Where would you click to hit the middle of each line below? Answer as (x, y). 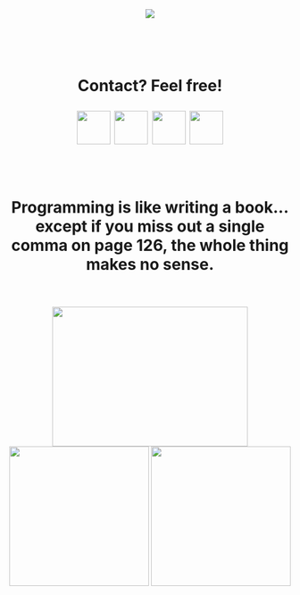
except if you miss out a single (150, 226)
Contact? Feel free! (150, 86)
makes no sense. (150, 265)
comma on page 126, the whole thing (150, 246)
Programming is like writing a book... (150, 208)
